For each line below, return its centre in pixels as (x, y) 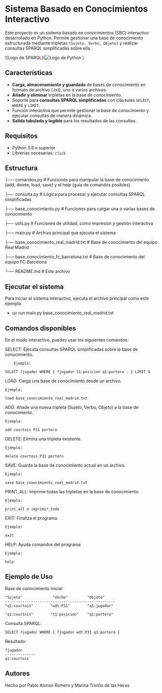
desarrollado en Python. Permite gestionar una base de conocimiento (74, 38)
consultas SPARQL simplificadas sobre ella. (48, 48)
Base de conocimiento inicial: (34, 588)
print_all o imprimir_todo (32, 509)
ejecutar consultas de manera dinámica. (52, 116)
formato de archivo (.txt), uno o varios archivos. (59, 90)
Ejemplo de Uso (29, 577)
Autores (17, 674)
